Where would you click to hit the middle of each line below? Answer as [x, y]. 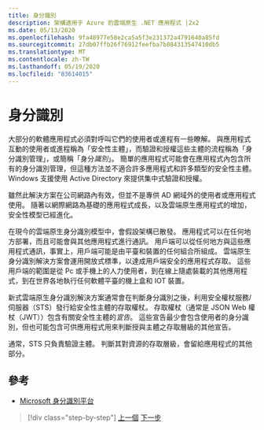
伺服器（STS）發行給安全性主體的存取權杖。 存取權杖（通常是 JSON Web [127, 307]
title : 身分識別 [32, 15]
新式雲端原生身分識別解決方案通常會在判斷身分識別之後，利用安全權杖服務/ [130, 297]
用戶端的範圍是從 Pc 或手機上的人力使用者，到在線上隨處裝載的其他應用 [125, 271]
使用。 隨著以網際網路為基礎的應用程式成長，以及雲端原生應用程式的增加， [130, 205]
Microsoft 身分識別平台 [57, 401]
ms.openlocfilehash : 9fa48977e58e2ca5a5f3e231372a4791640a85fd [114, 37]
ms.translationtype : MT [47, 52]
